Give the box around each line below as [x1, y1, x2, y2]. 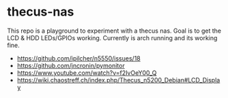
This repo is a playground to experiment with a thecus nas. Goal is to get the [7, 27, 222, 35]
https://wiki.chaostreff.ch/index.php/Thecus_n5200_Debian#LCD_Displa [16, 76, 220, 84]
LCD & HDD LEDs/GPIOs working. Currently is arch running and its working [7, 33, 218, 42]
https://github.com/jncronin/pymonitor [16, 61, 125, 69]
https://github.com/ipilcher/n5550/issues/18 [16, 54, 141, 62]
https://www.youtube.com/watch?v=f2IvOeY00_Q [16, 69, 157, 77]
